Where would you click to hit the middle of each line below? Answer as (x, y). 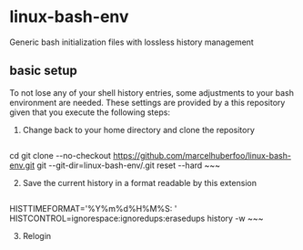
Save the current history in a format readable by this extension (140, 182)
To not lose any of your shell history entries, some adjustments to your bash (151, 92)
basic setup (43, 71)
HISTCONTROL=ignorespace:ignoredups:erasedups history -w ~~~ (136, 218)
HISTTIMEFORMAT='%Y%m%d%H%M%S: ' (93, 208)
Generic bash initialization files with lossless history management (132, 42)
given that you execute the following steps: (90, 112)
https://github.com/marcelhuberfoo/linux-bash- (202, 155)
